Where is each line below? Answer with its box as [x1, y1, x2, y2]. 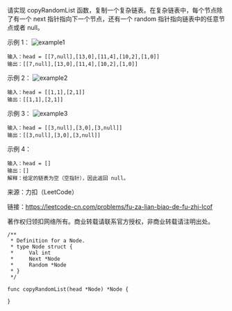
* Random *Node [10, 262, 67, 269]
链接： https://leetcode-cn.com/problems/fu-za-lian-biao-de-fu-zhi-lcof [7, 203, 213, 210]
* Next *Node [10, 255, 60, 262]
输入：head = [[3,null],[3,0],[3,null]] [7, 124, 123, 131]
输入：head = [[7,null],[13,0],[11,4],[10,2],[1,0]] [7, 53, 160, 60]
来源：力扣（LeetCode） [7, 188, 78, 196]
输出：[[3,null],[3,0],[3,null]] [7, 132, 101, 139]
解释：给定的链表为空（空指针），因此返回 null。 [7, 175, 129, 182]
